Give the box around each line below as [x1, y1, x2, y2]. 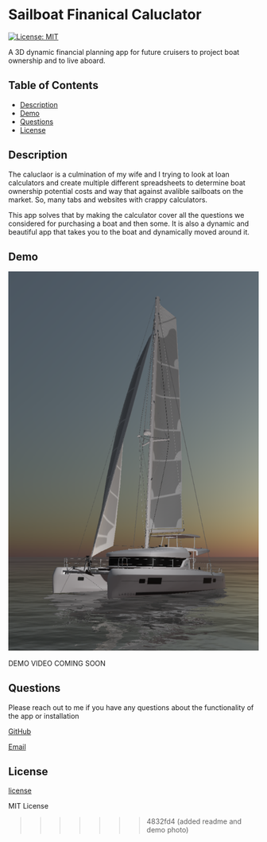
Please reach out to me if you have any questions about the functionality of [8, 702, 254, 712]
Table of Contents [8, 79, 99, 92]
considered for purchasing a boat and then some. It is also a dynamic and [8, 219, 250, 228]
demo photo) [146, 825, 189, 835]
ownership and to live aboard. [8, 56, 106, 65]
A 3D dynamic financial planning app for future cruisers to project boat [8, 47, 240, 56]
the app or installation [8, 711, 79, 720]
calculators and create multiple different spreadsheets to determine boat [8, 177, 246, 188]
